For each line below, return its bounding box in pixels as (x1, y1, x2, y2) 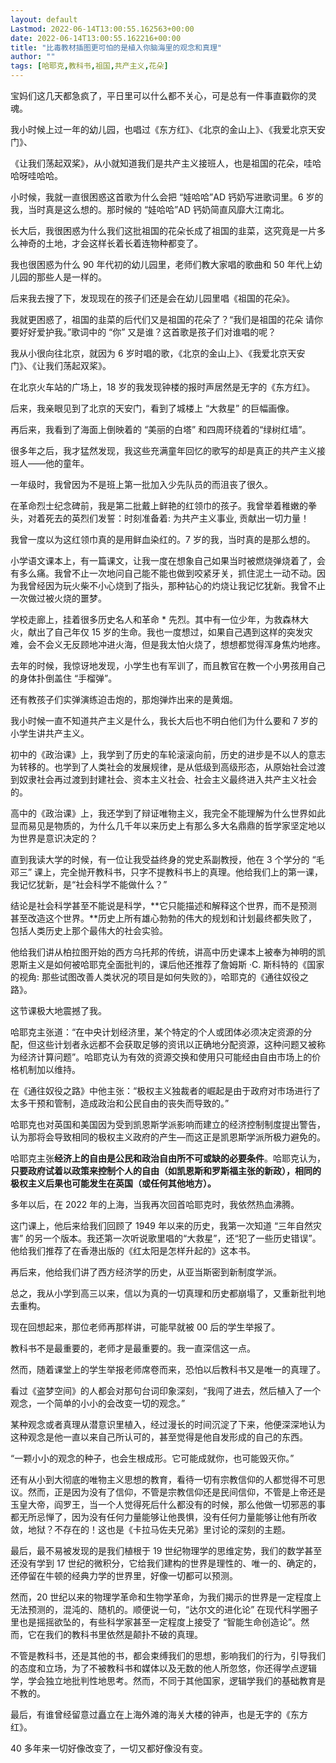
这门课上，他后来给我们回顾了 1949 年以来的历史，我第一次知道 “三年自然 (10, 1220, 314, 1231)
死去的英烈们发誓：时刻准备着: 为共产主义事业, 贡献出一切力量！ (44, 512, 310, 524)
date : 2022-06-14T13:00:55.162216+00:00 (10, 33, 182, 43)
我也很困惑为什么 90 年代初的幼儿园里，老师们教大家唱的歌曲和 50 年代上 (10, 259, 314, 270)
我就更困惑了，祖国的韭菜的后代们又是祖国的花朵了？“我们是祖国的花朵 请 (10, 314, 315, 325)
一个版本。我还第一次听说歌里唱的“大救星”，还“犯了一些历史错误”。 (43, 1232, 322, 1244)
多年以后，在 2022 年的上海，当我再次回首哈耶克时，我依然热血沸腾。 (10, 1199, 300, 1210)
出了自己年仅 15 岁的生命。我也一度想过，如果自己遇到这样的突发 (36, 626, 305, 638)
